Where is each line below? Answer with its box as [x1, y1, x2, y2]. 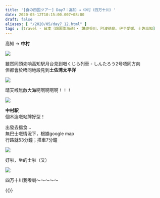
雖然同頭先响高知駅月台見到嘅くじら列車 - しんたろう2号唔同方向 [5, 61, 141, 67]
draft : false [5, 17, 33, 22]
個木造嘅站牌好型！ [5, 114, 45, 120]
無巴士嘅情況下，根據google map [5, 130, 75, 137]
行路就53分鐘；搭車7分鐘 [5, 137, 58, 143]
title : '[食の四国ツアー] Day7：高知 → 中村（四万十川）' [5, 7, 116, 13]
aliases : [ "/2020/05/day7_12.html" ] [5, 21, 87, 27]
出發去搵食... [5, 124, 32, 130]
